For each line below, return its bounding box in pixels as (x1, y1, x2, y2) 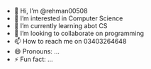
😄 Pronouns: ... (13, 47, 60, 56)
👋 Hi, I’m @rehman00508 (13, 7, 88, 15)
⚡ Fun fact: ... (13, 55, 53, 63)
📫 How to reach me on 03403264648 (13, 37, 127, 45)
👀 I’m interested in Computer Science (13, 14, 123, 23)
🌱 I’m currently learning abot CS (13, 22, 108, 30)
